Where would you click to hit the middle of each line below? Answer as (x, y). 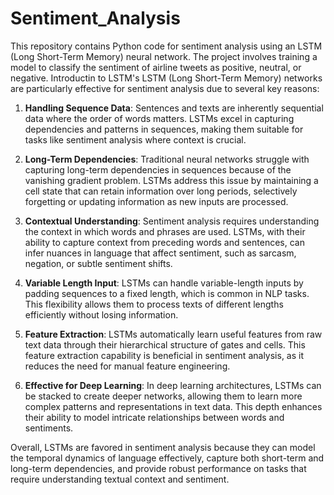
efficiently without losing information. (101, 314)
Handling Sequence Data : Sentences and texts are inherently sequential (174, 108)
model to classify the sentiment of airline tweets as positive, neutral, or (156, 67)
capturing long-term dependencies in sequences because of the (158, 169)
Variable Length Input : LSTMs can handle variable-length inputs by (164, 283)
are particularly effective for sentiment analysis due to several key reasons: (165, 88)
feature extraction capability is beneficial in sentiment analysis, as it (164, 355)
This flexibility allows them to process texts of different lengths (154, 304)
